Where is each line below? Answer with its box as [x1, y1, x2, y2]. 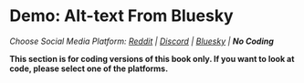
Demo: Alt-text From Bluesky [9, 5, 235, 26]
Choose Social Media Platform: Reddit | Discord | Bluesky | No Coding [9, 36, 274, 47]
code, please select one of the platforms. [9, 63, 169, 74]
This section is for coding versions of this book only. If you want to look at [9, 53, 295, 64]
